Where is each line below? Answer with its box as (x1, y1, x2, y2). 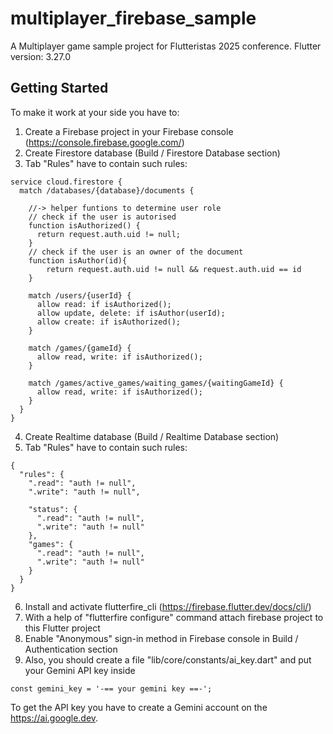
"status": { (28, 504, 78, 514)
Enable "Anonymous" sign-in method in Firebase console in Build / (24, 632, 299, 644)
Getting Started (10, 80, 109, 97)
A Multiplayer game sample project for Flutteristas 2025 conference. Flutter (10, 40, 322, 52)
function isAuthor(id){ (28, 255, 128, 266)
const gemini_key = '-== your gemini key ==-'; (10, 683, 213, 694)
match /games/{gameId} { (28, 343, 132, 353)
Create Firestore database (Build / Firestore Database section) (24, 147, 281, 159)
